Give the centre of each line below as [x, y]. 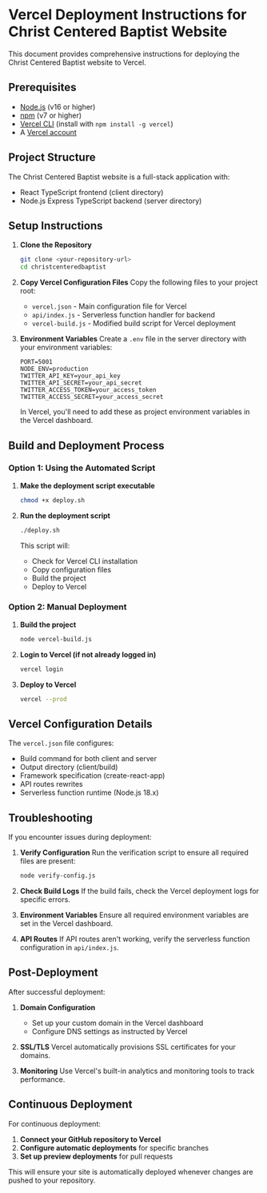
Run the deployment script [65, 515]
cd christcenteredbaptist [63, 267]
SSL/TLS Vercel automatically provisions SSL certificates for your [128, 1047]
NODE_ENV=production [54, 369]
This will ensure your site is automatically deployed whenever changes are [131, 1171]
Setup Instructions [56, 225]
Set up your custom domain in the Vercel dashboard [118, 1023]
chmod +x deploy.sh [52, 500]
